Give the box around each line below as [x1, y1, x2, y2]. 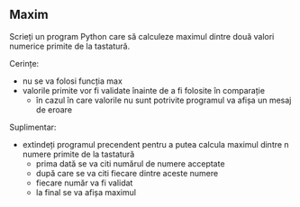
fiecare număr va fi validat [35, 177, 133, 188]
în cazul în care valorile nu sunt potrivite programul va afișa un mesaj [35, 94, 292, 105]
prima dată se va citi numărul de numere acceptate [35, 157, 225, 169]
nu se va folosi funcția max [22, 76, 123, 86]
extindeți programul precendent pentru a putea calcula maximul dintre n [22, 139, 290, 149]
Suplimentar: [9, 121, 57, 132]
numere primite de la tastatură [22, 148, 135, 159]
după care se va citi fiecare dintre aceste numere [35, 167, 219, 178]
